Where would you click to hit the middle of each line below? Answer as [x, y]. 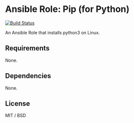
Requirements [27, 48]
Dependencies [28, 76]
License [18, 103]
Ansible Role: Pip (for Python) [67, 9]
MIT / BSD [16, 116]
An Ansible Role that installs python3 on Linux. [53, 32]
